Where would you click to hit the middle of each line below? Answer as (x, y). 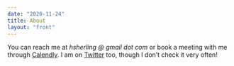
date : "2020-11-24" (36, 14)
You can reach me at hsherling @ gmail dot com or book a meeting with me (118, 48)
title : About (27, 21)
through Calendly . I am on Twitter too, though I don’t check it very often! (112, 55)
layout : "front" (31, 27)
